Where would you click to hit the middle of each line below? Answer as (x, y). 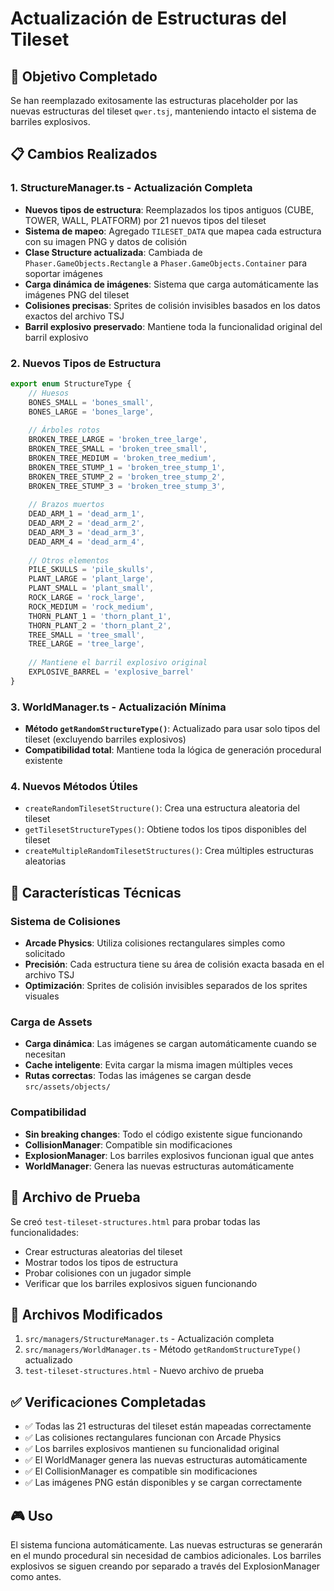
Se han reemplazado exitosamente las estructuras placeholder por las (154, 100)
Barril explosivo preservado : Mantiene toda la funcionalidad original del (173, 326)
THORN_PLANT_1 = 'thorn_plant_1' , (100, 616)
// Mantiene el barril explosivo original (118, 663)
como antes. (36, 1576)
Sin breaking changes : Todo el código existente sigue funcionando (163, 1134)
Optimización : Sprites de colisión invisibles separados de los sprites (166, 986)
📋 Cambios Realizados (84, 154)
